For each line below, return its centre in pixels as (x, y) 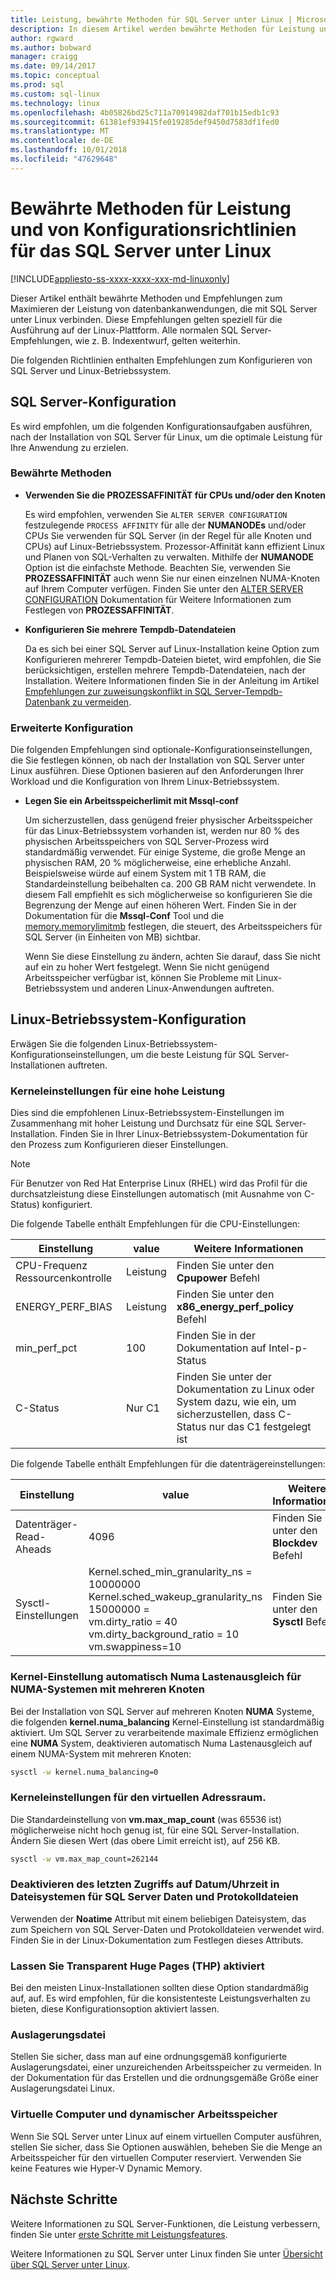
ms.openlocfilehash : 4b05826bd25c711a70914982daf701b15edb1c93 (145, 112)
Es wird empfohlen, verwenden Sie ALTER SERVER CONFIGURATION (156, 514)
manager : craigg (44, 57)
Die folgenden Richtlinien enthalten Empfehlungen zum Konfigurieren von (161, 360)
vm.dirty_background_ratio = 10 (164, 1634)
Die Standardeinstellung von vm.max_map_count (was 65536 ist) (146, 1819)
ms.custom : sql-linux (55, 94)
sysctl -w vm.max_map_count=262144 (84, 1859)
